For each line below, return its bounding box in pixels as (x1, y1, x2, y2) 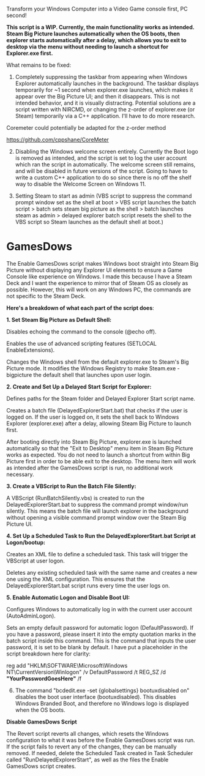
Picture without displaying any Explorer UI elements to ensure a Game (6, 266, 182, 274)
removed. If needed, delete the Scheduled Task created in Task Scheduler (6, 749, 193, 756)
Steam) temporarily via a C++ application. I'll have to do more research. (15, 113, 196, 119)
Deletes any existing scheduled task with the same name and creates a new (6, 569, 198, 576)
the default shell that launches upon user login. (33, 371, 152, 378)
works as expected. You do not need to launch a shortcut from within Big (6, 451, 190, 458)
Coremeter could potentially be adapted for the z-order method (6, 124, 166, 131)
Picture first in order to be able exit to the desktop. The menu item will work (6, 457, 196, 464)
